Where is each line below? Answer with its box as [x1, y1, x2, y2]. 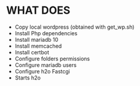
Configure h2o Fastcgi [14, 67, 71, 75]
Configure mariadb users [14, 61, 77, 69]
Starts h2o [14, 74, 41, 81]
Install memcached [14, 42, 62, 50]
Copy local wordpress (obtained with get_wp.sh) [14, 23, 135, 30]
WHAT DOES [6, 4, 71, 17]
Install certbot [14, 48, 50, 56]
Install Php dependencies [14, 29, 78, 36]
